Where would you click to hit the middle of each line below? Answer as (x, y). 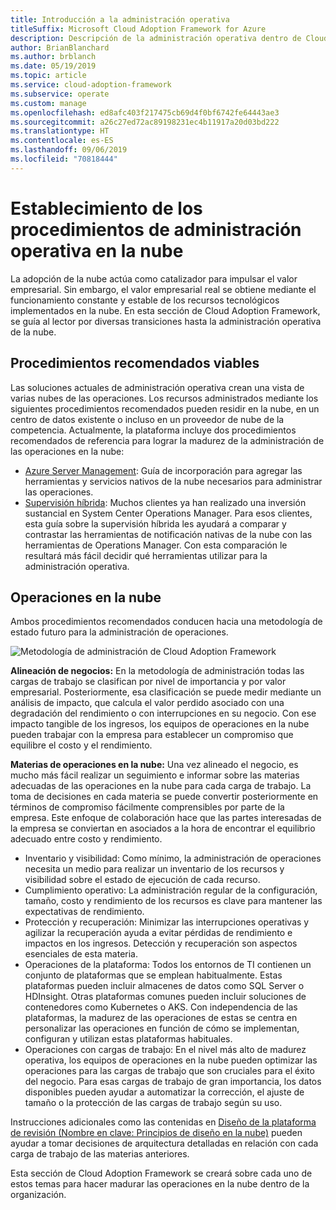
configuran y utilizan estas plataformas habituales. (128, 1039)
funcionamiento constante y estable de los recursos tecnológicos (145, 300)
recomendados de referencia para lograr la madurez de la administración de (167, 440)
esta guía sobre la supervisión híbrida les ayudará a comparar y (155, 523)
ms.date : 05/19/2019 (53, 66)
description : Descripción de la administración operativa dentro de (156, 38)
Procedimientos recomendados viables (135, 363)
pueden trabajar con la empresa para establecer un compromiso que (152, 735)
